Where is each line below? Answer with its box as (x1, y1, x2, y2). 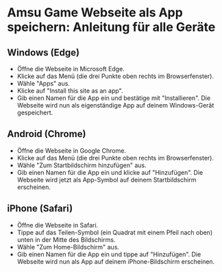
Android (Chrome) (7, 128, 86, 140)
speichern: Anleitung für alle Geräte (7, 19, 216, 35)
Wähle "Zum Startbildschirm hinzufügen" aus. (16, 161, 147, 169)
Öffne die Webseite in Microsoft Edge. (16, 65, 125, 73)
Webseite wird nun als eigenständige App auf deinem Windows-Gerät (16, 101, 214, 109)
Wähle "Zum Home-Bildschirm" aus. (16, 243, 120, 251)
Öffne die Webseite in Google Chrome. (16, 146, 127, 155)
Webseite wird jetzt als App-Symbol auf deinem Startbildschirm (16, 175, 197, 184)
